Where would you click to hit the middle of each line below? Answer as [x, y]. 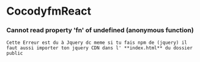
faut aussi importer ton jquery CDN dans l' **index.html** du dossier [99, 48]
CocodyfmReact [49, 11]
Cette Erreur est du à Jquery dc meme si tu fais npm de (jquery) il [97, 43]
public [15, 53]
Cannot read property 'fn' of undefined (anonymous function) [100, 30]
